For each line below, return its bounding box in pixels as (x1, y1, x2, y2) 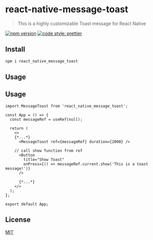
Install (5, 45, 25, 54)
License (5, 216, 31, 224)
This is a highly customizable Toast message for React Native (17, 20, 146, 26)
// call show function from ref (14, 148, 83, 153)
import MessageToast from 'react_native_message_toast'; (5, 103, 128, 109)
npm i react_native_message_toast (5, 59, 79, 64)
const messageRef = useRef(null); (10, 117, 83, 122)
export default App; (5, 201, 49, 207)
